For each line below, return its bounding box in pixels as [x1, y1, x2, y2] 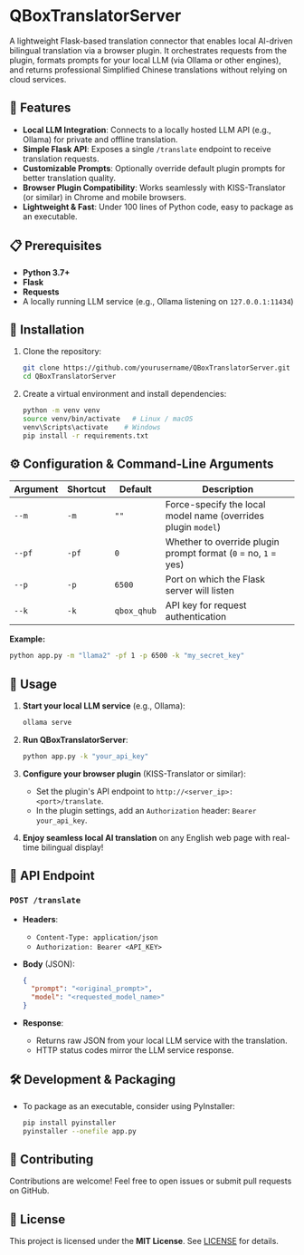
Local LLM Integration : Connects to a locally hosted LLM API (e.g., [22, 124, 271, 135]
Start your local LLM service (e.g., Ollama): [22, 700, 185, 711]
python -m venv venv [22, 406, 100, 415]
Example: [9, 633, 46, 644]
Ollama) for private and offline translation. [22, 133, 178, 145]
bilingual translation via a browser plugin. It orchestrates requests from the [9, 44, 288, 55]
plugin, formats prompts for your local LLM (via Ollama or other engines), [9, 54, 282, 65]
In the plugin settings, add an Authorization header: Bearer [35, 805, 257, 816]
